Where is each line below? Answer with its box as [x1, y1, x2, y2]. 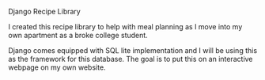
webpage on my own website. [8, 63, 106, 72]
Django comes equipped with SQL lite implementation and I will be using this [8, 46, 258, 55]
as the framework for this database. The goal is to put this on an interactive [8, 55, 253, 63]
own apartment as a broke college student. [8, 31, 148, 40]
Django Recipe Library [8, 7, 81, 16]
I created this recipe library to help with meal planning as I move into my [8, 22, 243, 31]
